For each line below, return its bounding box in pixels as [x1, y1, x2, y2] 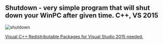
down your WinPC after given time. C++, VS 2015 [5, 12, 159, 20]
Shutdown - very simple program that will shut [5, 4, 150, 12]
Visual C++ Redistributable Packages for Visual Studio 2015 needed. [5, 33, 143, 39]
